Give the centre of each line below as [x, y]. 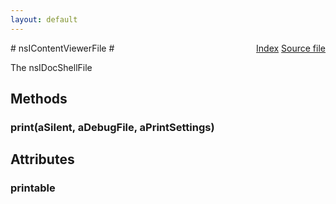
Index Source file [291, 48]
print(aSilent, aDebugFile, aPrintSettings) [112, 127]
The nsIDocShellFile [51, 67]
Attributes [42, 159]
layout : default [44, 19]
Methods [39, 99]
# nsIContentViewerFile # [62, 48]
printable [33, 188]
